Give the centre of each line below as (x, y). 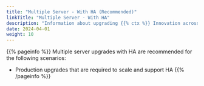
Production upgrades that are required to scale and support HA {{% (100, 70)
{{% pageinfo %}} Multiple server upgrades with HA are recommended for (99, 51)
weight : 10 (20, 35)
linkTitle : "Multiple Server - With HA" (58, 18)
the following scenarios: (36, 58)
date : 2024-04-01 (28, 29)
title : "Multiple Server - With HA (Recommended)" (72, 12)
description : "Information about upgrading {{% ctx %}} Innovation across (103, 23)
